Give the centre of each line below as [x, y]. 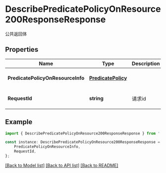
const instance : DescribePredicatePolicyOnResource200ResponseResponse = [83, 142]
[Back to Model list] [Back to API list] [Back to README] [62, 165]
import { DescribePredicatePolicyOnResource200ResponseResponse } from [80, 133]
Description [146, 64]
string [96, 98]
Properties [22, 50]
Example [19, 122]
